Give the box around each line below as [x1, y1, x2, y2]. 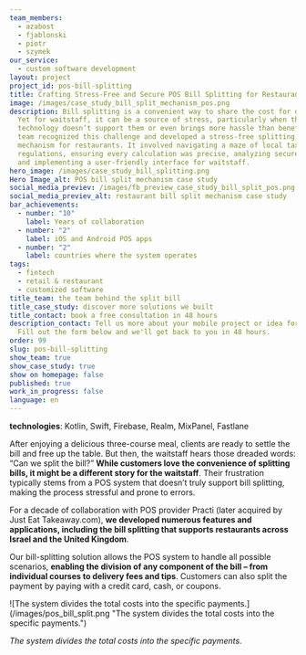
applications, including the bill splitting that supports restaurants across [9, 524, 289, 534]
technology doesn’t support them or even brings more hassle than [17, 124, 275, 133]
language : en [9, 396, 59, 405]
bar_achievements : [9, 200, 79, 210]
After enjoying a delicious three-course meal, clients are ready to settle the [9, 438, 291, 449]
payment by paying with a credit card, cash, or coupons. [9, 581, 221, 591]
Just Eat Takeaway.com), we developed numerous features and [9, 514, 252, 525]
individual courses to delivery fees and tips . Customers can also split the [9, 571, 288, 581]
